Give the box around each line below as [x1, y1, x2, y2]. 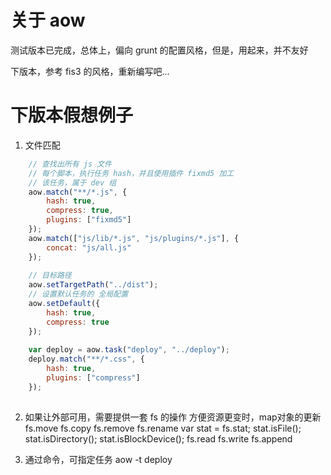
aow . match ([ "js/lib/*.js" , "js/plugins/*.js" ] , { [28, 233, 240, 243]
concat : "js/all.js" [46, 242, 132, 253]
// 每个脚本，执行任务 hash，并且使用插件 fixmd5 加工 [28, 168, 235, 178]
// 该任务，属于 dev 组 [28, 177, 117, 188]
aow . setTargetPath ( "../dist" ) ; [28, 280, 159, 290]
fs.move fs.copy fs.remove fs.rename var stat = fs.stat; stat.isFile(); [24, 422, 302, 434]
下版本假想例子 [10, 104, 134, 127]
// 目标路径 [28, 271, 72, 281]
